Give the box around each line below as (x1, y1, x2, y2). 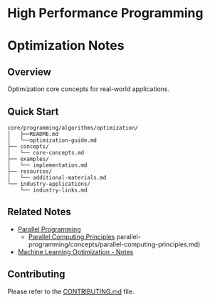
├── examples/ (7, 155, 50, 162)
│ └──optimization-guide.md (7, 137, 98, 144)
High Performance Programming (7, 5, 204, 21)
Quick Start (7, 105, 59, 118)
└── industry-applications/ (7, 180, 91, 187)
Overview (7, 66, 52, 78)
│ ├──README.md (7, 130, 59, 137)
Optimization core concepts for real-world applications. (7, 85, 169, 93)
